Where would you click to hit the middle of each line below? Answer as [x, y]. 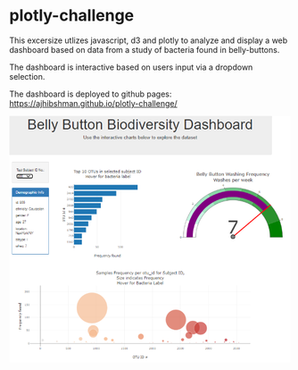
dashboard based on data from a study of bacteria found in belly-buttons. [145, 49]
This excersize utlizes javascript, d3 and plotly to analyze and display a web [149, 40]
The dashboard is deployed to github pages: [91, 94]
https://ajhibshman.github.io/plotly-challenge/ [93, 103]
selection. [27, 76]
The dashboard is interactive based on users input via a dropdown [131, 67]
